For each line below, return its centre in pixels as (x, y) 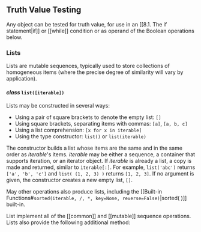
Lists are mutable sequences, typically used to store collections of (88, 66)
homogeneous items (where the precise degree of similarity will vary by (95, 72)
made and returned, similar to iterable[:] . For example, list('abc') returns (101, 167)
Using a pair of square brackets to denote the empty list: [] (88, 117)
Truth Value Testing (44, 10)
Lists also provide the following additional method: (68, 222)
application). (22, 79)
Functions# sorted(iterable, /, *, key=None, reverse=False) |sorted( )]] (97, 198)
